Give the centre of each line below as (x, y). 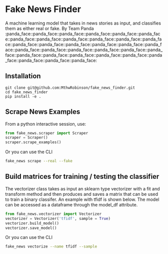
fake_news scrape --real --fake (39, 161)
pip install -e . (23, 96)
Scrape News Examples (43, 112)
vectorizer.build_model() (32, 223)
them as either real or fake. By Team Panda (49, 28)
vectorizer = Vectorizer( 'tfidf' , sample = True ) (58, 218)
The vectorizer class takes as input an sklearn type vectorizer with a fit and (82, 188)
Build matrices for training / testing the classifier (82, 177)
